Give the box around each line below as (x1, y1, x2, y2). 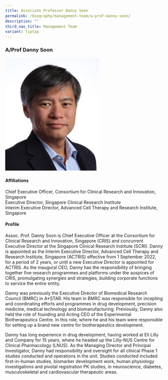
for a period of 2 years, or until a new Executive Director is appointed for (5, 259, 154, 265)
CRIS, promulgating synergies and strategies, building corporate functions (5, 275, 158, 281)
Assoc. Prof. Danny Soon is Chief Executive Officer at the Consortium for (5, 232, 155, 238)
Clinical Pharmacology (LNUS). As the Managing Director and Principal (5, 342, 151, 348)
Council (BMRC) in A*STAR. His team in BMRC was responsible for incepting (5, 295, 163, 301)
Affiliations (5, 178, 29, 184)
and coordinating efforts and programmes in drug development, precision (5, 300, 156, 306)
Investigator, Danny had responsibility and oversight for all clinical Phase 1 (5, 347, 157, 353)
